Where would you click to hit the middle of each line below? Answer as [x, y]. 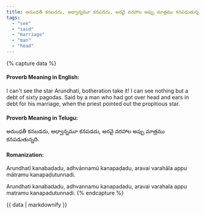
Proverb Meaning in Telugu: [42, 118]
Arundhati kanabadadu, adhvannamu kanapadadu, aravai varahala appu [97, 187]
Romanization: [25, 155]
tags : [13, 18]
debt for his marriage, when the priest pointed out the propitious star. [93, 104]
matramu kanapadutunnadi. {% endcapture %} [65, 193]
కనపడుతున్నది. [23, 139]
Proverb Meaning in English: [43, 77]
